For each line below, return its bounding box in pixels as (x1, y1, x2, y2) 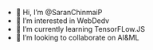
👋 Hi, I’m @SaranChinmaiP (15, 8, 103, 17)
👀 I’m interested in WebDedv (15, 16, 110, 25)
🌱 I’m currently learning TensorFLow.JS (15, 25, 146, 33)
